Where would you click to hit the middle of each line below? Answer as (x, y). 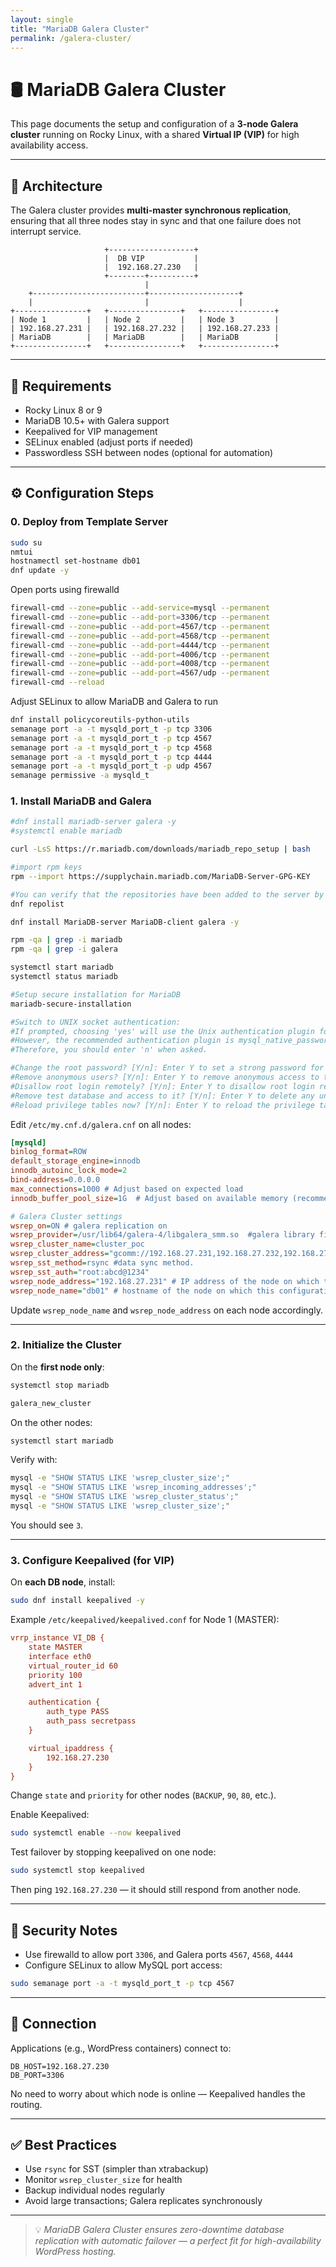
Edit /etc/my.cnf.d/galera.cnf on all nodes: (101, 1124)
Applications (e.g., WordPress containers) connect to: (121, 2048)
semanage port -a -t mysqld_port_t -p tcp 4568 (111, 747)
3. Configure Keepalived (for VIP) (92, 1560)
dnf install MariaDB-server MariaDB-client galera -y (125, 922)
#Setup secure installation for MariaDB (96, 994)
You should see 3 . (47, 1525)
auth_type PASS (78, 1712)
